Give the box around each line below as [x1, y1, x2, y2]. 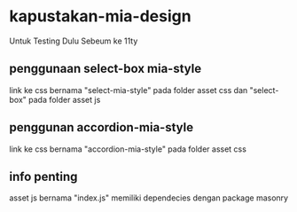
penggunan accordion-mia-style [9, 120, 193, 135]
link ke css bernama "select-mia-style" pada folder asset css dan [9, 84, 248, 95]
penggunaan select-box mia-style [9, 61, 202, 76]
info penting [9, 169, 78, 184]
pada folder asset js [27, 94, 101, 105]
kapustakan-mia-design [9, 6, 192, 27]
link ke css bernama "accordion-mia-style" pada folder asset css [9, 144, 246, 154]
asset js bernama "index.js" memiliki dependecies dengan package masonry [9, 192, 289, 203]
